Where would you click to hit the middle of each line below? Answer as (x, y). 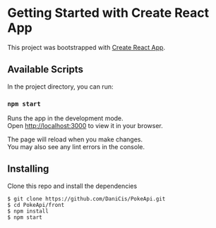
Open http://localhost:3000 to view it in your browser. (85, 126)
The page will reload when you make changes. (75, 139)
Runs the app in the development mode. (65, 118)
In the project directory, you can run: (60, 87)
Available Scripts (45, 69)
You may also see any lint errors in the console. (76, 147)
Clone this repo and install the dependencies (72, 186)
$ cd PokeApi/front (36, 205)
